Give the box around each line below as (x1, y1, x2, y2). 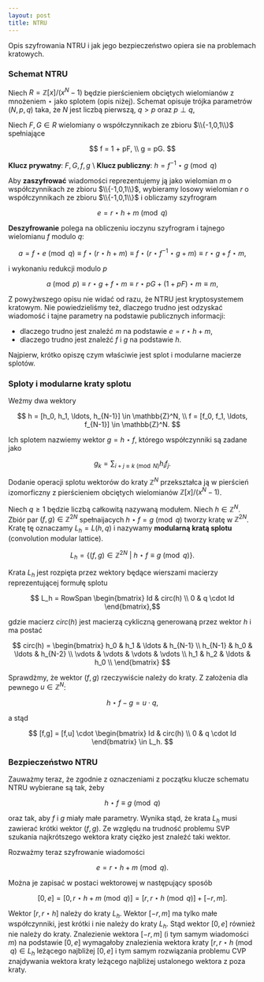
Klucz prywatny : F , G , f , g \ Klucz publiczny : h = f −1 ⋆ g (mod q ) (8, 159, 218, 171)
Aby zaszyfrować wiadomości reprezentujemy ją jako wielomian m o (8, 176, 232, 186)
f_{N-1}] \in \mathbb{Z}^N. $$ (84, 420, 181, 429)
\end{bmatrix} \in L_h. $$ (91, 737, 173, 747)
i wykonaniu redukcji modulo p (8, 264, 108, 273)
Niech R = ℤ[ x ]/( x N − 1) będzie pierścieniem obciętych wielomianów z (8, 86, 235, 97)
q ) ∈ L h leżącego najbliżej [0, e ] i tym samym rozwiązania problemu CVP (9, 946, 247, 958)
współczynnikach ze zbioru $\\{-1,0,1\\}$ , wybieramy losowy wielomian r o (8, 185, 250, 194)
